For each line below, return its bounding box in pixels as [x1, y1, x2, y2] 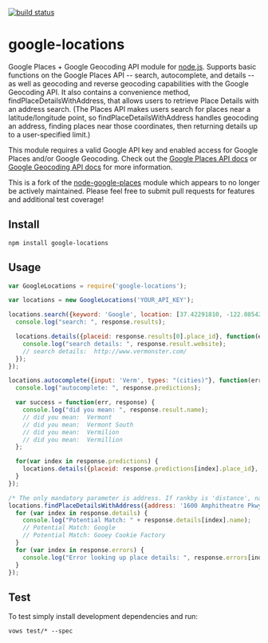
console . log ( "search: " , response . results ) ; [15, 318, 166, 327]
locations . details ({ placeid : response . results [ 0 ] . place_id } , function [15, 332, 255, 341]
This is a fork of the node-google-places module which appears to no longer [8, 177, 260, 187]
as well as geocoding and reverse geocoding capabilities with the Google [8, 78, 249, 88]
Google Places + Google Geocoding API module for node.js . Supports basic [8, 62, 257, 71]
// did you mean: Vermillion [22, 435, 124, 443]
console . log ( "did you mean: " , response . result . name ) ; [22, 406, 209, 415]
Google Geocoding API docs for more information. [8, 162, 173, 172]
